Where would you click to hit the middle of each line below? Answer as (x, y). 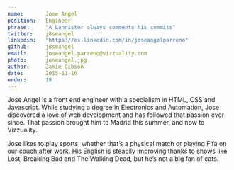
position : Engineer (39, 21)
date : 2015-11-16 (43, 73)
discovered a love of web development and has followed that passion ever (116, 115)
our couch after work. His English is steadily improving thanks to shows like (117, 151)
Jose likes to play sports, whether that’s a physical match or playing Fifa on (117, 144)
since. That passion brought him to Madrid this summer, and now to (106, 123)
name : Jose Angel (43, 14)
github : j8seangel (41, 47)
